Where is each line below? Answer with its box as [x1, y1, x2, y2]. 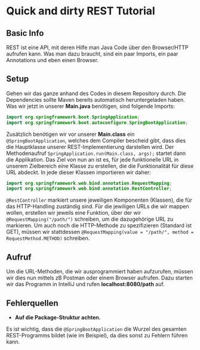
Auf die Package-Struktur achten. [14, 314, 101, 321]
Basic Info [6, 28, 44, 38]
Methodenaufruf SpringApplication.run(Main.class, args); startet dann [6, 150, 186, 157]
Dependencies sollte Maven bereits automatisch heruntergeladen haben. [6, 96, 185, 103]
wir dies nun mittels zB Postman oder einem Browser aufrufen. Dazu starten [6, 274, 193, 282]
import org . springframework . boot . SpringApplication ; [6, 114, 140, 120]
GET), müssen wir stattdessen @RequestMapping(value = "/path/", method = [6, 229, 194, 236]
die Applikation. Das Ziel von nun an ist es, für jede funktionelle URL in [6, 156, 179, 163]
